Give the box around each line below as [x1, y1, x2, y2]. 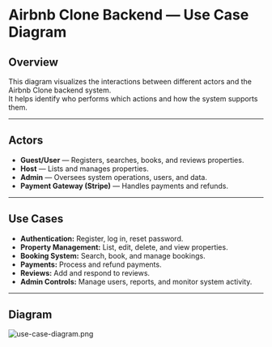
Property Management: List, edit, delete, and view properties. [19, 242, 228, 252]
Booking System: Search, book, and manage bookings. [19, 251, 206, 260]
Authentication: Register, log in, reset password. [19, 233, 184, 243]
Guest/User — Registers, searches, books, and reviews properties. [19, 155, 244, 165]
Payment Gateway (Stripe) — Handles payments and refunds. [19, 181, 229, 191]
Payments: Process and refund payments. [19, 259, 162, 269]
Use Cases [8, 212, 64, 226]
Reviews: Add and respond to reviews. [19, 268, 151, 277]
